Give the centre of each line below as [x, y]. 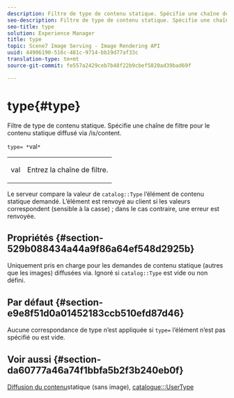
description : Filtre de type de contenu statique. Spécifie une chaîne [113, 14]
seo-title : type [31, 26]
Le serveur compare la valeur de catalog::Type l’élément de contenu [106, 194]
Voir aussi [29, 359]
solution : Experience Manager [51, 33]
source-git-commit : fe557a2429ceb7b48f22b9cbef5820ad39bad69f [99, 66]
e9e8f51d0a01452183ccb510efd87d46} [96, 313]
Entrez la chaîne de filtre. [68, 169]
